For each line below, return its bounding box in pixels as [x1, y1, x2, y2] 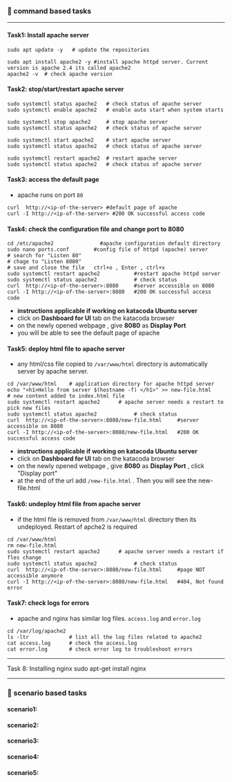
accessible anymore [7, 572, 64, 579]
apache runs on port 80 [17, 190, 84, 199]
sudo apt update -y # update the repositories [7, 46, 150, 53]
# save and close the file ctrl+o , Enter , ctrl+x [7, 264, 166, 272]
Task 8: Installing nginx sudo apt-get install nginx [7, 664, 146, 673]
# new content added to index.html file [7, 393, 126, 400]
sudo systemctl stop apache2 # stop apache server [7, 118, 168, 125]
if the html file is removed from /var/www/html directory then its [17, 515, 197, 523]
